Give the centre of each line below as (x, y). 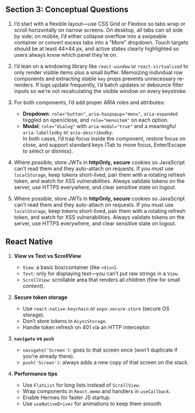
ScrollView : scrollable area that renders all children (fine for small (101, 280)
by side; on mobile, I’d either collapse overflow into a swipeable (90, 36)
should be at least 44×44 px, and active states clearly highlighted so (96, 49)
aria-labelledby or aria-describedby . (68, 132)
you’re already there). (48, 356)
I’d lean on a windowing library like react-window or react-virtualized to (101, 66)
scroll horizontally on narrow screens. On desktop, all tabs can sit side (98, 30)
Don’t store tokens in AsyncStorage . (65, 321)
